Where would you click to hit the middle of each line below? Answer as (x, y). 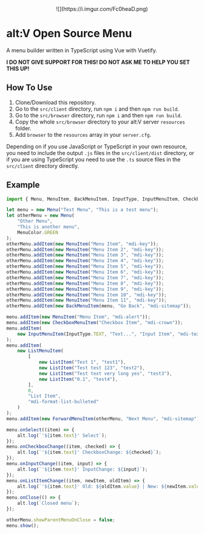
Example (23, 185)
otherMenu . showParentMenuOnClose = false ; (61, 520)
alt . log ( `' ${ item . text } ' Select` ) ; (62, 435)
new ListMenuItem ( (40, 351)
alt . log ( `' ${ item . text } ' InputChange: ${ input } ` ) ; (83, 469)
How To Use (29, 88)
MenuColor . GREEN (38, 232)
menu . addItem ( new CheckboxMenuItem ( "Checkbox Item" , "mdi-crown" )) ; (95, 323)
